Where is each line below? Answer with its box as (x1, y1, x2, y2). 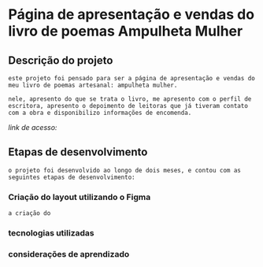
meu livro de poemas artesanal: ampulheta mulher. (8, 81, 178, 89)
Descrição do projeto (8, 54, 113, 67)
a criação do (8, 210, 51, 217)
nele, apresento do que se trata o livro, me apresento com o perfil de (8, 95, 252, 103)
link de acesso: (8, 123, 57, 132)
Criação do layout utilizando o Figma (8, 191, 151, 202)
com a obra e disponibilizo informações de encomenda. (8, 109, 192, 117)
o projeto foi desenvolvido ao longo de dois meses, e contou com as (8, 166, 242, 174)
